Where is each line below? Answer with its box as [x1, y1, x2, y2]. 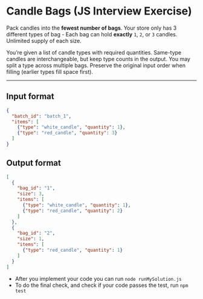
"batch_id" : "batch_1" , [11, 113, 71, 119]
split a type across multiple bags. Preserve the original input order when [6, 62, 186, 69]
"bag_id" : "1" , [17, 185, 56, 191]
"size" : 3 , [17, 191, 45, 197]
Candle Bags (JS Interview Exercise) [6, 4, 192, 18]
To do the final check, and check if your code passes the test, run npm [14, 281, 188, 289]
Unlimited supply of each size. [6, 37, 82, 44]
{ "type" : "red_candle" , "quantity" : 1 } [22, 247, 123, 254]
